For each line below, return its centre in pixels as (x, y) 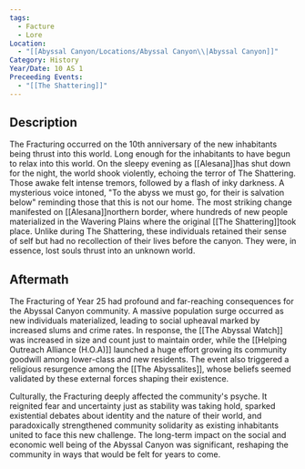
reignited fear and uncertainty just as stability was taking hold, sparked (142, 406)
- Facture (36, 26)
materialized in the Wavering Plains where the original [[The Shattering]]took (153, 222)
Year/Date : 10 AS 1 (46, 69)
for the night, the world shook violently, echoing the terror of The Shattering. (152, 173)
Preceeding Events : (46, 77)
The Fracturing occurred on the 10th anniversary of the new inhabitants (143, 144)
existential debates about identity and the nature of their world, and (136, 416)
